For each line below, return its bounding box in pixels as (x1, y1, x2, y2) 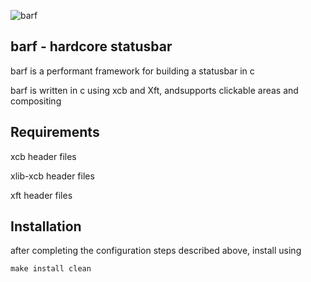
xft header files (10, 189, 73, 201)
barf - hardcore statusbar (10, 38, 173, 55)
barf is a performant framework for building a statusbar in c (10, 65, 255, 77)
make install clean (10, 264, 92, 274)
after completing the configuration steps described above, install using (10, 245, 302, 257)
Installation (10, 218, 82, 235)
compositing (10, 95, 62, 107)
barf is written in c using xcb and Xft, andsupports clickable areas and (10, 84, 299, 96)
